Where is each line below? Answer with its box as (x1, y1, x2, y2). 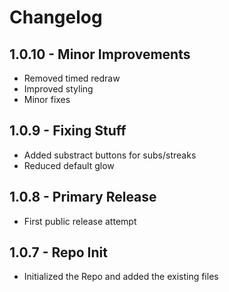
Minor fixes (23, 94, 71, 105)
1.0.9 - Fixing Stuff (9, 122, 127, 140)
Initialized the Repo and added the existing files (23, 271, 219, 283)
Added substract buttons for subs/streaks (23, 149, 197, 161)
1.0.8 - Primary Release (9, 189, 157, 206)
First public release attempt (23, 215, 137, 227)
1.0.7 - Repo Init (9, 244, 108, 261)
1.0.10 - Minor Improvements (9, 46, 191, 63)
